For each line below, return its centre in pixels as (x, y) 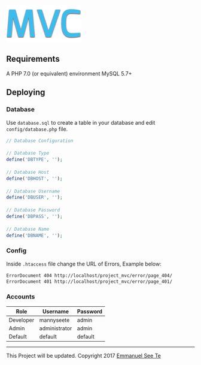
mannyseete (54, 320)
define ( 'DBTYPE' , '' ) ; (34, 160)
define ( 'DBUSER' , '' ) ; (34, 197)
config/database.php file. (37, 129)
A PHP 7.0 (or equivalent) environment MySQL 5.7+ (69, 73)
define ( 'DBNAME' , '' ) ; (34, 236)
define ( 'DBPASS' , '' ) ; (34, 216)
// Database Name (28, 229)
